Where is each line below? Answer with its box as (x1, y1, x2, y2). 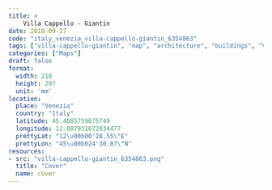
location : (8, 95, 42, 103)
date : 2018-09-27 (8, 27, 67, 35)
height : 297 (15, 79, 57, 87)
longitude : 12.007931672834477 (15, 125, 121, 133)
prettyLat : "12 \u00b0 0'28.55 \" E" (15, 132, 129, 140)
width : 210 (15, 72, 53, 80)
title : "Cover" (15, 163, 67, 171)
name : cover (15, 170, 57, 178)
